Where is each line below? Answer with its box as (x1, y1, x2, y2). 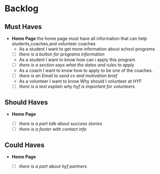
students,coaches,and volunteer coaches (11, 41, 96, 47)
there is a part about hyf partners (19, 163, 87, 169)
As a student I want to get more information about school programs (19, 46, 155, 52)
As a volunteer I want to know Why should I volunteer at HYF (19, 78, 142, 84)
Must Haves (4, 23, 42, 31)
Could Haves (4, 141, 45, 149)
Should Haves (4, 98, 48, 106)
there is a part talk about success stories (19, 121, 103, 127)
